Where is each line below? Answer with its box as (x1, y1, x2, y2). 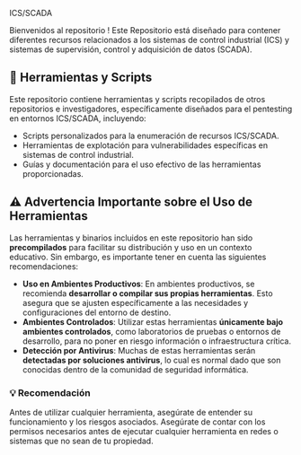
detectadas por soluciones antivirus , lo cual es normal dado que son (22, 354, 281, 365)
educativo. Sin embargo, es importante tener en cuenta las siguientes (9, 251, 267, 262)
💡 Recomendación (9, 386, 92, 398)
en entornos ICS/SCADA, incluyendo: (9, 112, 146, 124)
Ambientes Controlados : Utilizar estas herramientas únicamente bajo (22, 316, 284, 327)
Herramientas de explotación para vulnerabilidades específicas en (22, 139, 268, 151)
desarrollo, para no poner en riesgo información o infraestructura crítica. (22, 336, 292, 346)
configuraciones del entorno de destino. (22, 307, 172, 318)
